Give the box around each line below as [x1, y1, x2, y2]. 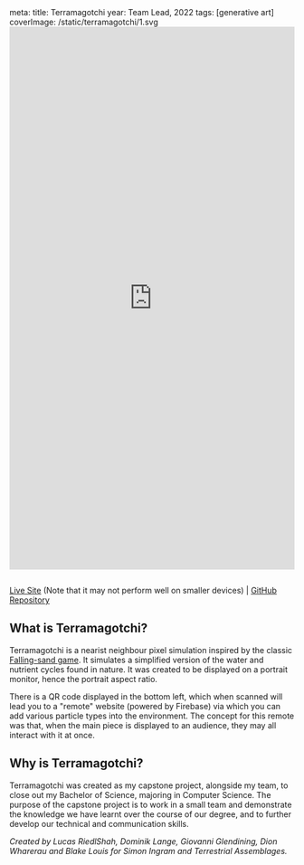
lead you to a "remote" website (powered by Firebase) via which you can [9, 700, 281, 711]
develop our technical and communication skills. [9, 818, 190, 829]
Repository [9, 594, 50, 605]
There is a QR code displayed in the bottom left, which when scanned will [9, 690, 283, 702]
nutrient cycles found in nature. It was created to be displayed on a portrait [9, 663, 288, 675]
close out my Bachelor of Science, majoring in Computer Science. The [9, 789, 271, 800]
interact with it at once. [9, 729, 95, 740]
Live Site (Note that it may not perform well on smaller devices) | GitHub [9, 585, 278, 595]
